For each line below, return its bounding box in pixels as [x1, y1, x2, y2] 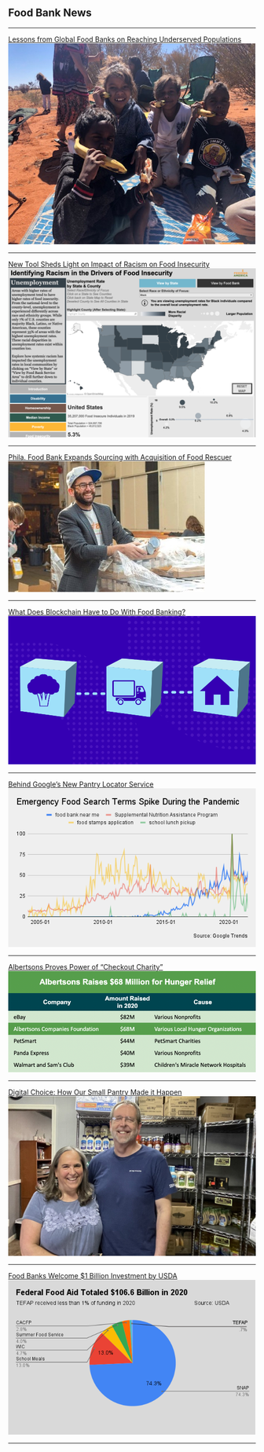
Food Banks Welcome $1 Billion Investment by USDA [8, 1270, 178, 1280]
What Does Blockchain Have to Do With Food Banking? [8, 607, 186, 616]
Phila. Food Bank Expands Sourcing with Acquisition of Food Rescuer [8, 452, 232, 462]
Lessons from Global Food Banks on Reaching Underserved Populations [8, 35, 242, 44]
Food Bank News [8, 6, 92, 20]
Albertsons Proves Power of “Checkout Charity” [8, 962, 163, 971]
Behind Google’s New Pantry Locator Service [8, 779, 154, 789]
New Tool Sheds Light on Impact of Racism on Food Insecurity [8, 259, 210, 269]
